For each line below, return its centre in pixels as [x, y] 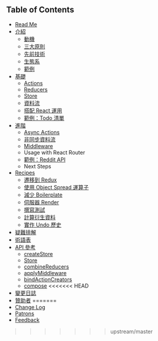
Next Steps [37, 166]
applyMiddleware [45, 273]
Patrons [25, 313]
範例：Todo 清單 [44, 118]
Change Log [30, 307]
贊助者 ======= [36, 300]
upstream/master [132, 331]
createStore [38, 254]
